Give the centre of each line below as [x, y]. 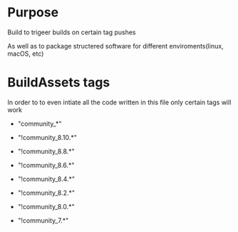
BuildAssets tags [59, 82]
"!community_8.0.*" [46, 206]
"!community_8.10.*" [47, 137]
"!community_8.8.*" [46, 151]
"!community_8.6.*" [46, 165]
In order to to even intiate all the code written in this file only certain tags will [119, 102]
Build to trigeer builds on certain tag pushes [72, 32]
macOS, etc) [26, 54]
